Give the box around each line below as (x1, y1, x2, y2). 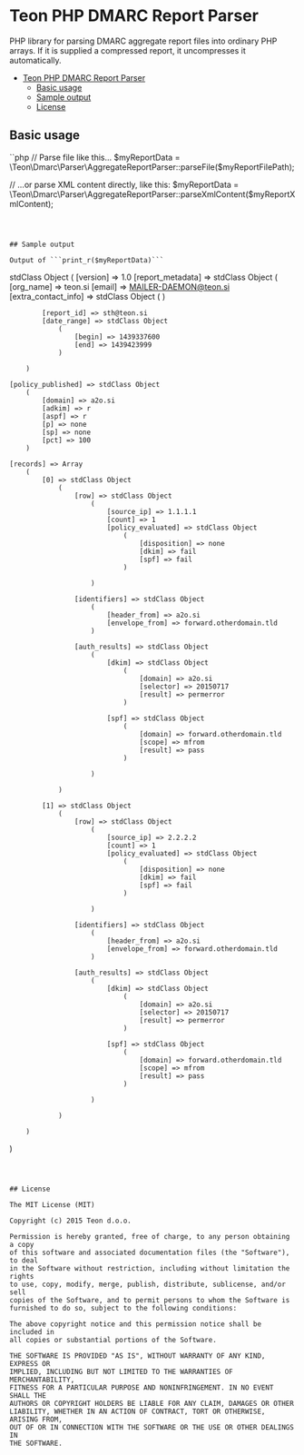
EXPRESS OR (9, 1359, 51, 1368)
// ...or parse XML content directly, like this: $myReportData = (9, 179, 240, 190)
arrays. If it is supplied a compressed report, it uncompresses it (9, 45, 247, 55)
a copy (9, 1240, 34, 1249)
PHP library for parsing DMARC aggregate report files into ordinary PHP (9, 35, 278, 46)
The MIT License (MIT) (9, 1200, 95, 1209)
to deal (9, 1255, 39, 1265)
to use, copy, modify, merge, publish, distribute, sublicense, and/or (9, 1280, 286, 1289)
